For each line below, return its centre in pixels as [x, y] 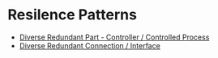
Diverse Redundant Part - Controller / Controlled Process [114, 37]
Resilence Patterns [72, 15]
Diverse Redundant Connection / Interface [90, 45]
